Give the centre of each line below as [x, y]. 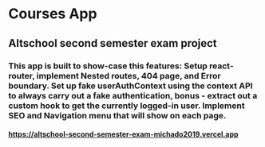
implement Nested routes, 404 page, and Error [129, 75]
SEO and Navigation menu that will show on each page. [117, 115]
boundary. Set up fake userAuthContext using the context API [131, 86]
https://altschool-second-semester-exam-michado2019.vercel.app [123, 134]
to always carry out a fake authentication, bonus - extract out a [133, 95]
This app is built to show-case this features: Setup [108, 66]
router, [22, 75]
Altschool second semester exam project [113, 43]
